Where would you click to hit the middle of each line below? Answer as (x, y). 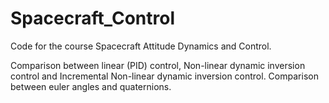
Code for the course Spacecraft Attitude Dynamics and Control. (141, 46)
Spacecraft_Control (92, 18)
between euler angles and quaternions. (91, 86)
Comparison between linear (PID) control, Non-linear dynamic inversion (158, 65)
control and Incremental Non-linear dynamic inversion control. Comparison (164, 76)
